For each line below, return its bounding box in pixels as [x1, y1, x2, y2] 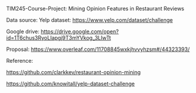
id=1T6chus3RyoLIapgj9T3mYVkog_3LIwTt [6, 34, 111, 41]
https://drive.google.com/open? [41, 28, 119, 35]
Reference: [6, 57, 33, 64]
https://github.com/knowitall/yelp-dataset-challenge [6, 80, 135, 87]
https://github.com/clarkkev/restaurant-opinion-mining [6, 69, 141, 76]
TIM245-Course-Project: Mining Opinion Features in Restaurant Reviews [6, 5, 185, 12]
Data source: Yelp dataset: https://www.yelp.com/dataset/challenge [6, 17, 173, 23]
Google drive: [6, 28, 40, 35]
